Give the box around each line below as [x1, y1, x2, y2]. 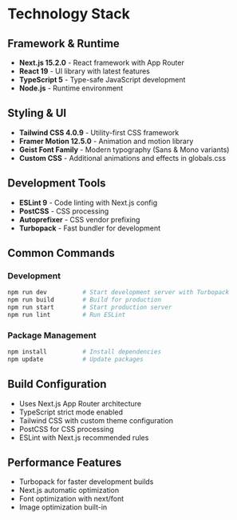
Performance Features [7, 456, 122, 470]
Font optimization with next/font [18, 494, 124, 504]
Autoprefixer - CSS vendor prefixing [18, 214, 140, 224]
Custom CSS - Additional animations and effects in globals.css [18, 153, 227, 162]
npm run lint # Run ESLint [7, 310, 126, 318]
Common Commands [7, 246, 115, 260]
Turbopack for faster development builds [18, 477, 154, 486]
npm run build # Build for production [7, 296, 161, 304]
